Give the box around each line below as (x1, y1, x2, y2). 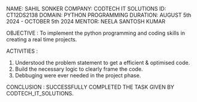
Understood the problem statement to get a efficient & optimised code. (14, 59, 190, 66)
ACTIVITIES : (6, 47, 38, 55)
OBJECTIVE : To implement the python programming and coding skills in (6, 29, 185, 37)
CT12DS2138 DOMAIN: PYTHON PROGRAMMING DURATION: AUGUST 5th (6, 11, 192, 19)
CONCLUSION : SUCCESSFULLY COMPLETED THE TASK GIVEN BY (6, 83, 175, 91)
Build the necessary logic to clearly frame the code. (14, 65, 143, 73)
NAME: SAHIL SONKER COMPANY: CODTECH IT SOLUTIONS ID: (6, 5, 166, 12)
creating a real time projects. (6, 36, 77, 43)
